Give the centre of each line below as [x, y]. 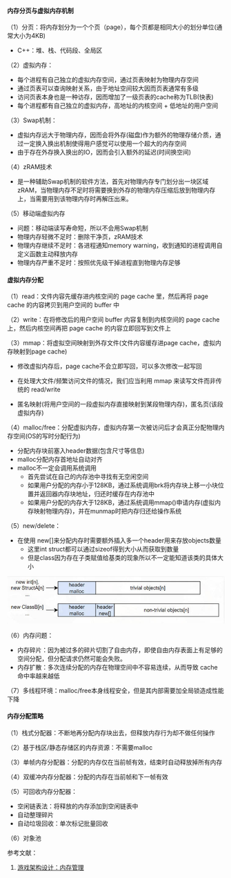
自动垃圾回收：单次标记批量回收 [62, 823]
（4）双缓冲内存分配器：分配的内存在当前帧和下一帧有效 [88, 777]
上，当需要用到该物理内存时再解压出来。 [74, 199]
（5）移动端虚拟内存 [36, 213]
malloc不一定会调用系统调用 [57, 468]
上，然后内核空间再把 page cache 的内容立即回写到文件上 [89, 329]
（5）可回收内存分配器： [42, 792]
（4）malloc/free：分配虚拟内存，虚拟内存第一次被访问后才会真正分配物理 [113, 427]
